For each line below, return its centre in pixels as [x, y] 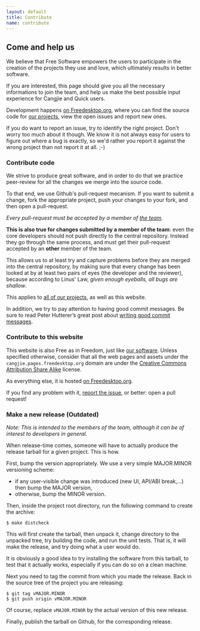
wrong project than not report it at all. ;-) [56, 147]
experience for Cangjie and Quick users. [56, 99]
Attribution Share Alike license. [44, 369]
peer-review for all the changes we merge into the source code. [84, 182]
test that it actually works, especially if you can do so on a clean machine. [97, 565]
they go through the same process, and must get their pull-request [88, 242]
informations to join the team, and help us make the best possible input [93, 92]
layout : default [26, 12]
